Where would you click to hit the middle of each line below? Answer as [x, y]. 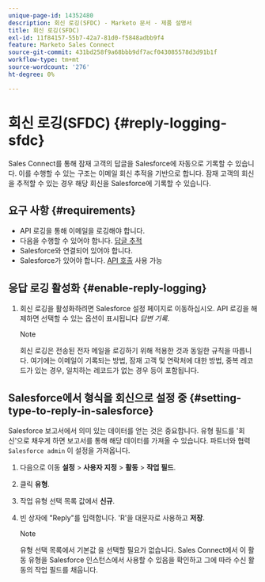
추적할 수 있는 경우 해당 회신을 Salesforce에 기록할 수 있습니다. [114, 183]
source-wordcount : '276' [49, 67]
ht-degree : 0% [32, 74]
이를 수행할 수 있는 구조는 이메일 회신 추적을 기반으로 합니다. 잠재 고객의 [129, 173]
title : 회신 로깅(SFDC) [44, 30]
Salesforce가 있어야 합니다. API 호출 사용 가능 [91, 261]
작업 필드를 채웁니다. [66, 570]
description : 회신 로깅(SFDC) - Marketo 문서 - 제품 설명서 [100, 23]
